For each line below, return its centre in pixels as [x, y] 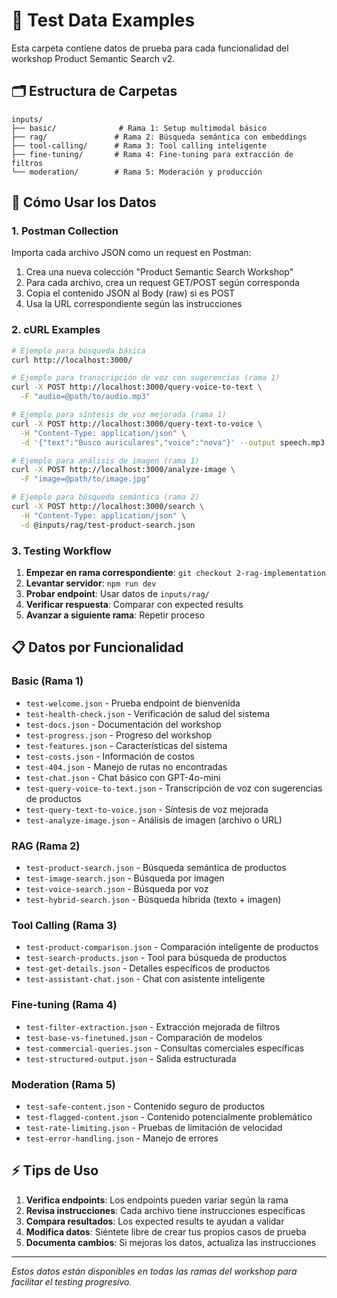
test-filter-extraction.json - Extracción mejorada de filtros [153, 1026]
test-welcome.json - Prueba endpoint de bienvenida [133, 703]
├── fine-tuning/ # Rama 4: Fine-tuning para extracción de [152, 154]
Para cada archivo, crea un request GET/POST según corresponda [162, 283]
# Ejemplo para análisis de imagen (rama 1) [105, 460]
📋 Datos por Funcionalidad [97, 647]
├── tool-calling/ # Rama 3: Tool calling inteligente [139, 145]
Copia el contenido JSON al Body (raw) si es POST [130, 293]
